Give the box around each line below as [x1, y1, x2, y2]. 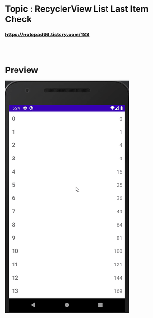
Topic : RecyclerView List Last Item [5, 3, 149, 15]
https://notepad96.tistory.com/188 [5, 31, 90, 38]
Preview [5, 64, 39, 75]
